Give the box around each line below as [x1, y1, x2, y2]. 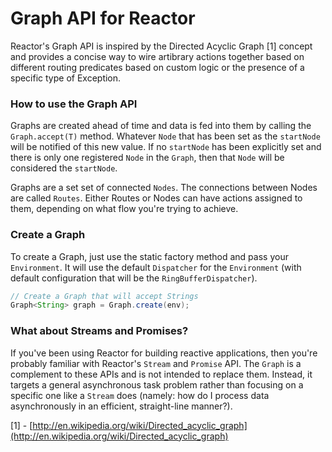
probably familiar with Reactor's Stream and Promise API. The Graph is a [10, 357, 302, 369]
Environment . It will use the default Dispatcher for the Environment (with [10, 261, 302, 273]
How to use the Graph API [10, 97, 138, 111]
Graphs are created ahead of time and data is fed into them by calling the [10, 120, 312, 132]
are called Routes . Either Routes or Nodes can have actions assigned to [10, 192, 303, 204]
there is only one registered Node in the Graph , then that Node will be [10, 152, 285, 164]
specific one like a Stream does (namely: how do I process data [10, 389, 270, 401]
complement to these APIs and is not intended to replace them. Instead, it [10, 368, 313, 380]
